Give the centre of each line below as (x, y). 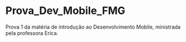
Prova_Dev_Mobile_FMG (66, 11)
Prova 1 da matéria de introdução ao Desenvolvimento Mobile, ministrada (93, 27)
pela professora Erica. (32, 33)
